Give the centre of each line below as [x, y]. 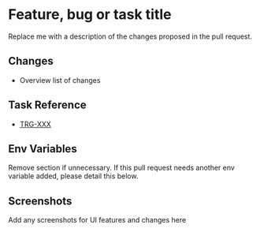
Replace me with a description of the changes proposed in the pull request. [130, 36]
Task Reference [47, 105]
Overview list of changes [60, 80]
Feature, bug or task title [90, 15]
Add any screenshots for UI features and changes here [97, 220]
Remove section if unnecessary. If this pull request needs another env [121, 168]
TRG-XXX [35, 124]
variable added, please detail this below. [73, 176]
